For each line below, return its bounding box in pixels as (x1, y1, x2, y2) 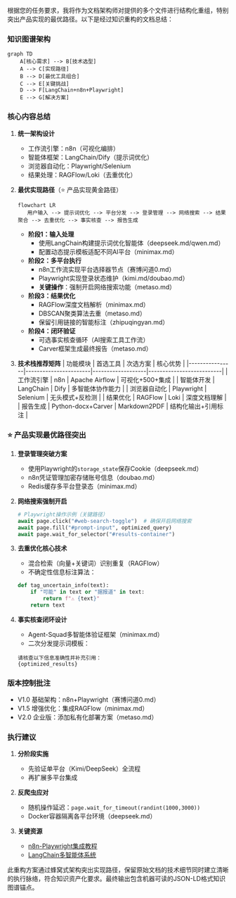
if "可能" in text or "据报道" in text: (30, 588, 145, 596)
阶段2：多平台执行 (27, 256, 82, 265)
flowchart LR (17, 201, 56, 209)
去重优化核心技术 (17, 544, 67, 552)
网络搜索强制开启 (17, 497, 67, 505)
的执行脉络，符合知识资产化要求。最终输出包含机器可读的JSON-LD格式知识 (7, 875, 226, 883)
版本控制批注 (7, 678, 51, 688)
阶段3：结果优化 (27, 291, 76, 300)
